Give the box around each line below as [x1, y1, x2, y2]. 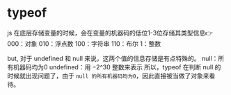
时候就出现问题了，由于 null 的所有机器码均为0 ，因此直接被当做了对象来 [7, 71, 210, 80]
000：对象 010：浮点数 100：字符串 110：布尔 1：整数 [7, 40, 161, 48]
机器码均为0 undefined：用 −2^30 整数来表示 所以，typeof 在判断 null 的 [13, 62, 221, 71]
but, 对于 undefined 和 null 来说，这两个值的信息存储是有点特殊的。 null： [7, 54, 218, 62]
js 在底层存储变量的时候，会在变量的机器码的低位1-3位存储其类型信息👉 [7, 28, 214, 37]
